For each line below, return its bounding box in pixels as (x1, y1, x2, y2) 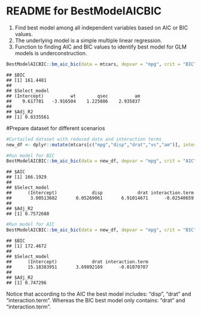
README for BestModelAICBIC (6, 4, 162, 18)
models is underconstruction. (14, 49, 87, 56)
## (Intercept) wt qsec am (6, 93, 141, 99)
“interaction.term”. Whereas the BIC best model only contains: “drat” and (6, 297, 185, 304)
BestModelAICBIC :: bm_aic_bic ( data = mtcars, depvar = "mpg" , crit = (6, 61, 181, 67)
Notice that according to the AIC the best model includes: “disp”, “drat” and (6, 290, 191, 298)
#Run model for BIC (6, 152, 55, 158)
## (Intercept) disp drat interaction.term (6, 190, 194, 196)
